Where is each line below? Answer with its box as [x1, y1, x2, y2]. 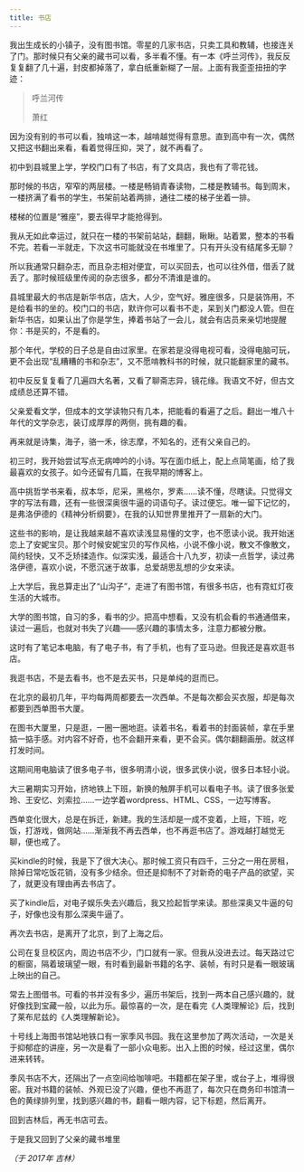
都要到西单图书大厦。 [9, 703, 89, 714]
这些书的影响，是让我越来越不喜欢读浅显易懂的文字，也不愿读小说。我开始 [9, 527, 287, 538]
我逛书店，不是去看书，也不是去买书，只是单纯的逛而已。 [9, 672, 223, 683]
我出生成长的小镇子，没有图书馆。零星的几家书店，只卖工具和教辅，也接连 [9, 39, 287, 50]
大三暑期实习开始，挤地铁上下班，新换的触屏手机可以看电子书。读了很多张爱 [9, 783, 295, 794]
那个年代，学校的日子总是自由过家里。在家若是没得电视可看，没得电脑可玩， [9, 345, 295, 355]
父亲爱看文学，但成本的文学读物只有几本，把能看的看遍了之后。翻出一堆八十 [9, 405, 295, 416]
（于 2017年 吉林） [9, 1152, 80, 1163]
